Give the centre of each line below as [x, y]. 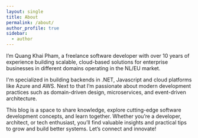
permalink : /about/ [30, 22]
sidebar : [17, 34]
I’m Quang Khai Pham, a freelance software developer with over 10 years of [98, 56]
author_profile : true [33, 28]
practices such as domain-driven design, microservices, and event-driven [96, 92]
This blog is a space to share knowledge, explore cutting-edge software [94, 110]
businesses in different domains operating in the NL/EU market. [83, 68]
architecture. [22, 98]
